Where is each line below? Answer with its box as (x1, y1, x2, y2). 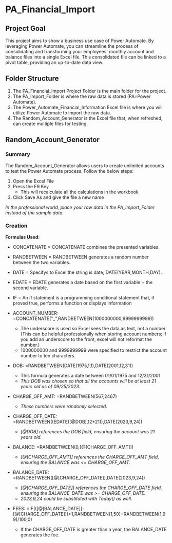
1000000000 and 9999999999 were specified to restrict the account (20, 347, 167, 353)
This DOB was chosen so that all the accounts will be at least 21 (20, 378, 157, 384)
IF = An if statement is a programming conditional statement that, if (12, 294, 155, 300)
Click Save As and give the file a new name (12, 194, 104, 200)
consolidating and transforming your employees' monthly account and (5, 49, 154, 54)
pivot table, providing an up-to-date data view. (5, 59, 104, 65)
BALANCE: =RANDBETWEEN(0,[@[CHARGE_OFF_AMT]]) (12, 444, 133, 450)
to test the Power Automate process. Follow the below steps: (5, 168, 134, 174)
